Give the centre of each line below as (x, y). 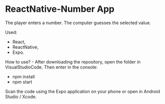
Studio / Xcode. (21, 97)
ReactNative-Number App (60, 9)
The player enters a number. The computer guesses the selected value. (78, 23)
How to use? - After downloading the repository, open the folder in (73, 62)
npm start (22, 82)
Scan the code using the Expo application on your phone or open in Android (82, 91)
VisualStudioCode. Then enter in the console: (52, 67)
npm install (24, 76)
